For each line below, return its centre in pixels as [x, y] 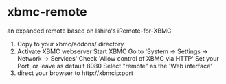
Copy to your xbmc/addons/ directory [70, 44]
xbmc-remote [47, 12]
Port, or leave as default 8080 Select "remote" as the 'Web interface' [115, 66]
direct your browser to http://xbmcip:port [75, 73]
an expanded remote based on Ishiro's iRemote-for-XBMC [89, 31]
